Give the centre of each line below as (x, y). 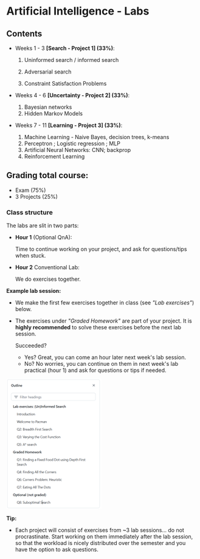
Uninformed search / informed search (71, 60)
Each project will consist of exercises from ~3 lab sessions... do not (99, 530)
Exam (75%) (30, 190)
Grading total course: (47, 175)
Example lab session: (34, 291)
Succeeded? (31, 346)
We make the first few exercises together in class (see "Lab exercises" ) (105, 303)
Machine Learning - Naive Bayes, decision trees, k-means (97, 137)
